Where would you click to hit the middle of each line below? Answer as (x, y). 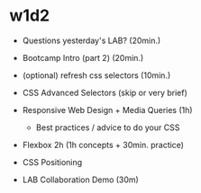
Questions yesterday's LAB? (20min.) (91, 40)
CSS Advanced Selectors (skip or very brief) (105, 92)
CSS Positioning (52, 162)
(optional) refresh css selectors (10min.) (96, 75)
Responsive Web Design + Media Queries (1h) (107, 110)
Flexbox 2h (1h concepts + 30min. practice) (103, 145)
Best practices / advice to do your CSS (108, 127)
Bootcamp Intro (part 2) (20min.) (83, 57)
